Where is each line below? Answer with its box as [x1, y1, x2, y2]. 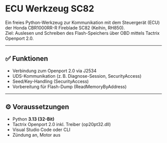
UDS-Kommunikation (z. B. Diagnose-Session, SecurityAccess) [12, 73, 142, 79]
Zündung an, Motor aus [12, 132, 61, 138]
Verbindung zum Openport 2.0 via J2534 [12, 68, 97, 74]
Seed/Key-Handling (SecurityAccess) [12, 78, 89, 84]
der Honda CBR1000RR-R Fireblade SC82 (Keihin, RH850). [5, 24, 125, 30]
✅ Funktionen [5, 54, 48, 63]
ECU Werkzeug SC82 [5, 3, 94, 14]
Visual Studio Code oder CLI [12, 127, 71, 133]
